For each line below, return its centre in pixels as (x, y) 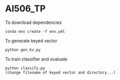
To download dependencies (33, 22)
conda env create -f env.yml (35, 31)
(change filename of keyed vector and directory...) (60, 73)
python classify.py (25, 68)
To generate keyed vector (31, 41)
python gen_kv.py (23, 50)
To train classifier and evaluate (36, 59)
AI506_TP (25, 9)
